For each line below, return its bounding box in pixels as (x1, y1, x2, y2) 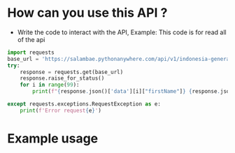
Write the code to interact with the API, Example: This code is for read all (17, 28, 227, 36)
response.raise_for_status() (20, 75, 105, 82)
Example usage (7, 131, 99, 146)
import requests (7, 49, 55, 56)
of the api (17, 35, 45, 43)
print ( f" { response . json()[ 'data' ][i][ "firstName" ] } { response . (32, 88, 220, 95)
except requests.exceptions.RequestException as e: (7, 101, 161, 108)
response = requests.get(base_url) (20, 68, 124, 75)
